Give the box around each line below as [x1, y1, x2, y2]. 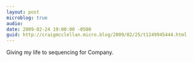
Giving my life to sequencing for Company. [6, 48, 114, 56]
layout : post [6, 9, 40, 15]
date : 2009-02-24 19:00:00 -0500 [6, 26, 92, 33]
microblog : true [6, 15, 48, 21]
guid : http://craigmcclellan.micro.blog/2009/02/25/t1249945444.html [6, 32, 188, 38]
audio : [6, 20, 23, 26]
